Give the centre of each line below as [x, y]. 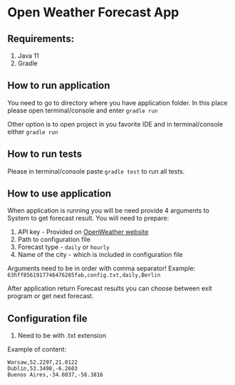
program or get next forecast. [51, 296]
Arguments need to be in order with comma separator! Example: [101, 268]
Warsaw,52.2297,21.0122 [43, 363]
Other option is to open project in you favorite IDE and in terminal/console [115, 124]
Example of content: [37, 349]
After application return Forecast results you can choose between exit [110, 288]
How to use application [59, 194]
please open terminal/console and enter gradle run [83, 110]
